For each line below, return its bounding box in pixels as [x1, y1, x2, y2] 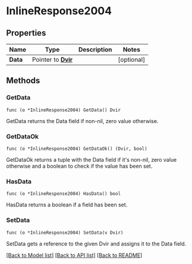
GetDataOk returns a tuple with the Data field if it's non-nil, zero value [6, 156, 177, 163]
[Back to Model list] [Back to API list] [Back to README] [6, 252, 143, 259]
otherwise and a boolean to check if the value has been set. [6, 162, 153, 169]
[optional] [118, 55, 146, 64]
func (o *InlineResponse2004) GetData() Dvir [6, 107, 121, 113]
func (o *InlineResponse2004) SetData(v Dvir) [6, 230, 124, 235]
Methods [6, 76, 40, 86]
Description [78, 46, 112, 54]
